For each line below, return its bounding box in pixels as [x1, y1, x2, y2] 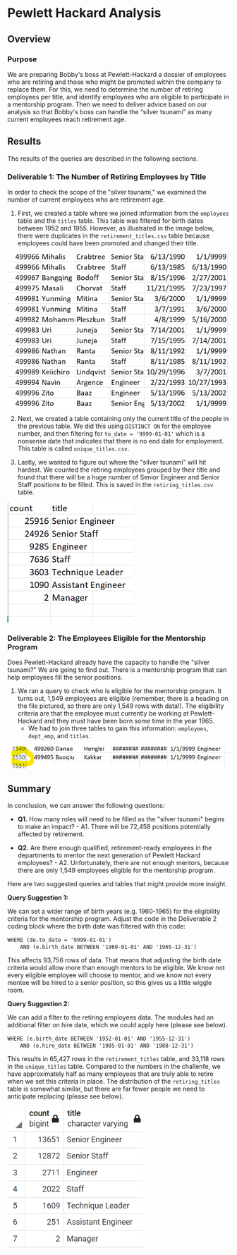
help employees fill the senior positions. [7, 673, 123, 682]
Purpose [7, 54, 37, 64]
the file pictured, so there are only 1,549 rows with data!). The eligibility [17, 702, 224, 710]
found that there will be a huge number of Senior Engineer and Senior [17, 472, 220, 481]
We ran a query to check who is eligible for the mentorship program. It [17, 687, 222, 695]
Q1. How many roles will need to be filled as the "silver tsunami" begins [17, 815, 225, 824]
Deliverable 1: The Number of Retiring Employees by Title [7, 171, 207, 181]
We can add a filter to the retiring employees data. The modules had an [7, 1013, 214, 1022]
